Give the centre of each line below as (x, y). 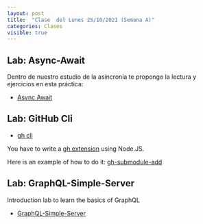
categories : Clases (35, 26)
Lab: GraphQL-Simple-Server (71, 183)
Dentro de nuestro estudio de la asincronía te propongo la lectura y (102, 77)
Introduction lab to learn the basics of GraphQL (74, 200)
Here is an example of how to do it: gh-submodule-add (85, 162)
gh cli (25, 135)
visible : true (27, 33)
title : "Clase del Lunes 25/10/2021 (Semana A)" (81, 20)
